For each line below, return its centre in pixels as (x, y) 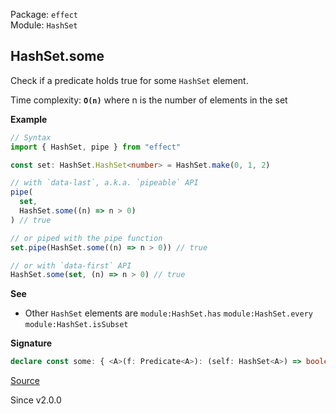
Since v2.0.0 (36, 400)
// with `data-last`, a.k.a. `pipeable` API (104, 183)
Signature (31, 343)
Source (25, 381)
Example (29, 119)
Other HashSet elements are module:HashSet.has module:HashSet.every (168, 313)
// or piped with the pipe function (86, 238)
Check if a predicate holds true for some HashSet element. (129, 80)
